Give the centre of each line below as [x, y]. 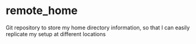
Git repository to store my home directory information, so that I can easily [98, 28]
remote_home [42, 11]
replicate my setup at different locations [56, 34]
